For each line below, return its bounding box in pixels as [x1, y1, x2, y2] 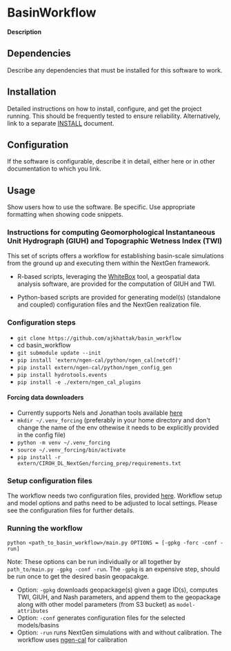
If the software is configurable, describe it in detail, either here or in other [7, 157, 215, 166]
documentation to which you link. [7, 164, 102, 173]
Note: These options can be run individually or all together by [7, 557, 181, 565]
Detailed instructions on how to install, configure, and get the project [7, 104, 202, 113]
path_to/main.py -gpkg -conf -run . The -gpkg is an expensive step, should [7, 565, 220, 573]
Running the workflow [7, 523, 83, 533]
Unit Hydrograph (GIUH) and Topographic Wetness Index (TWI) [7, 236, 223, 246]
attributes [17, 608, 49, 614]
